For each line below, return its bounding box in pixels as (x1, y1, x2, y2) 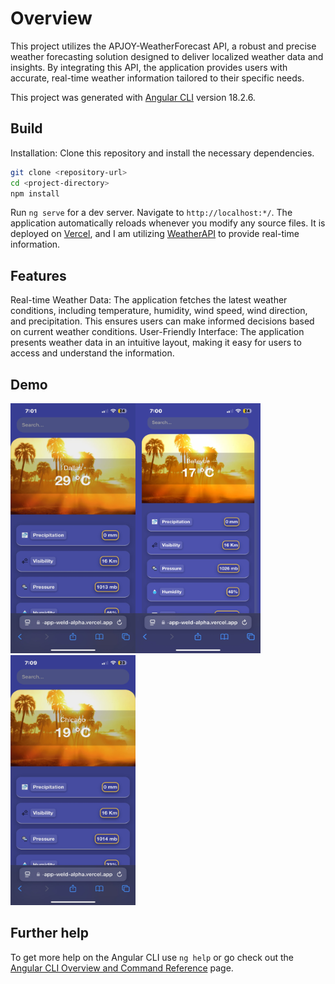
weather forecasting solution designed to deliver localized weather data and (10, 50, 324, 62)
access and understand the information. (10, 347, 175, 359)
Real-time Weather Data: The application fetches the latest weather (10, 294, 288, 306)
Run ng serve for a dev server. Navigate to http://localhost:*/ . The (10, 207, 293, 219)
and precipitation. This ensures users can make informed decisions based (10, 315, 315, 327)
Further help (10, 925, 90, 942)
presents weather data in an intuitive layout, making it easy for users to (10, 337, 302, 349)
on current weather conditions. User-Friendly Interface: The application (10, 326, 305, 338)
